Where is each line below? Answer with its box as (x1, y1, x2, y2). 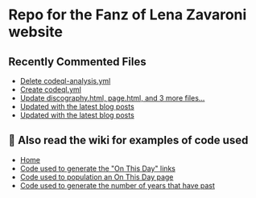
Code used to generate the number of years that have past (19, 180, 216, 190)
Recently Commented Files (8, 55, 147, 68)
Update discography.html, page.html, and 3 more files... (19, 93, 205, 102)
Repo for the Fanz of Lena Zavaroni (8, 6, 247, 24)
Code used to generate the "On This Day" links (19, 163, 175, 173)
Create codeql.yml (19, 85, 82, 94)
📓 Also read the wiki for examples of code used (8, 134, 249, 147)
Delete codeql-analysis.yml (19, 76, 111, 85)
